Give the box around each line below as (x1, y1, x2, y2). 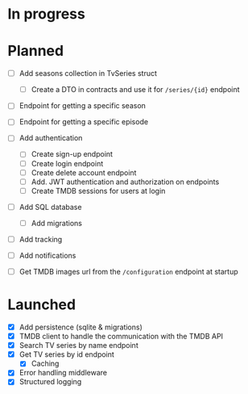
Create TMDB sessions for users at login (31, 186, 166, 195)
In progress (7, 5, 85, 23)
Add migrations (31, 218, 82, 228)
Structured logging (19, 377, 82, 387)
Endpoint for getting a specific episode (19, 117, 149, 127)
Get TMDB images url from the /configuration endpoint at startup (19, 267, 238, 276)
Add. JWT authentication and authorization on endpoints (31, 177, 220, 187)
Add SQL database (19, 202, 82, 212)
